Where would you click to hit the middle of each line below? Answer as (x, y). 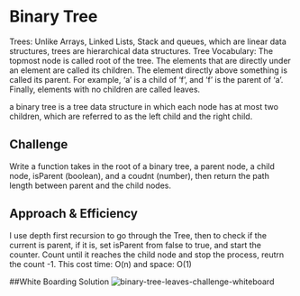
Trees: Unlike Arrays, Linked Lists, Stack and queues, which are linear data (148, 41)
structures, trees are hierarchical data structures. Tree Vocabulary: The (141, 50)
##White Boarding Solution (59, 282)
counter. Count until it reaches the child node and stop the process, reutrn (147, 255)
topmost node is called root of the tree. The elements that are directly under (150, 60)
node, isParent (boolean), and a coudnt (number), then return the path (140, 175)
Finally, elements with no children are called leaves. (105, 89)
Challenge (39, 144)
